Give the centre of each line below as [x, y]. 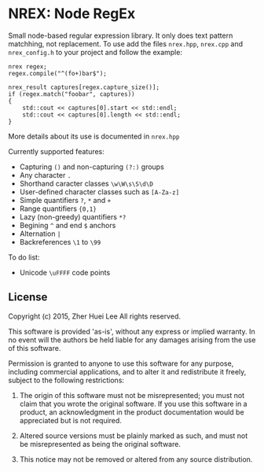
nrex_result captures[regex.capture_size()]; [84, 87]
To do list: [24, 257]
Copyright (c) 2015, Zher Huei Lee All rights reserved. [94, 316]
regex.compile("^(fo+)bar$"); [58, 73]
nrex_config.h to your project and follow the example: [95, 52]
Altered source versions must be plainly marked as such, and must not [134, 435]
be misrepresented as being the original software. [100, 444]
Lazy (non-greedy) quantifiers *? [73, 216]
